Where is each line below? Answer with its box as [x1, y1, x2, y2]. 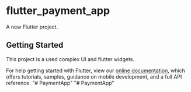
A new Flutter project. [6, 23, 58, 30]
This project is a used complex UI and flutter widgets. [6, 55, 135, 62]
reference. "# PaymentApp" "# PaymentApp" [6, 79, 115, 86]
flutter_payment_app [6, 4, 110, 17]
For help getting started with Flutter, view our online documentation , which [6, 67, 186, 74]
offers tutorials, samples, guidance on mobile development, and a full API [6, 73, 182, 80]
